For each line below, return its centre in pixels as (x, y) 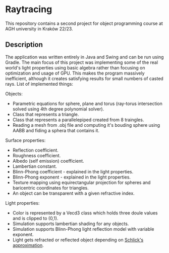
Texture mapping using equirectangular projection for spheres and (81, 182)
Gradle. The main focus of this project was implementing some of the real (81, 62)
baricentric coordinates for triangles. (51, 188)
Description (24, 45)
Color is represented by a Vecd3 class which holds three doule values (85, 213)
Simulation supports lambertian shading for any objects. (71, 224)
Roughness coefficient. (37, 155)
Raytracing (29, 9)
